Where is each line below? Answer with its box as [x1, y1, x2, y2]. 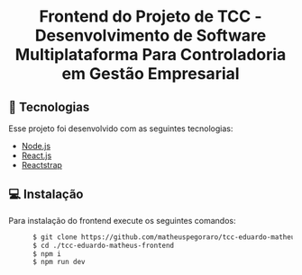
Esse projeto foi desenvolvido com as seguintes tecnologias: [8, 123, 233, 134]
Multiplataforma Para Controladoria [14, 45, 287, 65]
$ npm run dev [32, 258, 87, 267]
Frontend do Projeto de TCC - [39, 6, 262, 27]
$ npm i [32, 249, 62, 258]
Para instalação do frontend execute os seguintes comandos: [8, 215, 236, 226]
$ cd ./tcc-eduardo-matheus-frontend [32, 241, 175, 250]
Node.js [21, 141, 51, 151]
